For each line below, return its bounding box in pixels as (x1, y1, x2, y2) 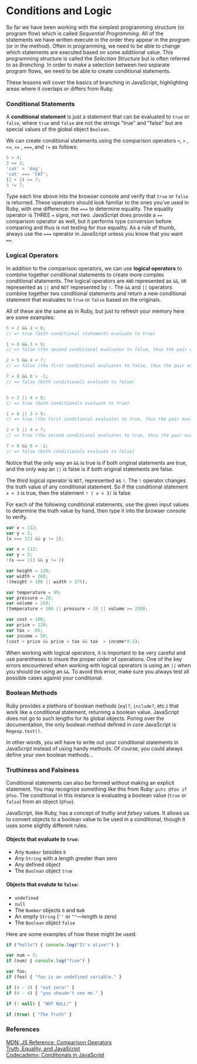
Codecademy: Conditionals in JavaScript (6, 1051, 104, 1058)
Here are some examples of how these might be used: (6, 930, 137, 937)
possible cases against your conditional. (6, 674, 103, 681)
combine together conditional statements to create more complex (6, 271, 164, 278)
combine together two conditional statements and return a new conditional (6, 290, 186, 297)
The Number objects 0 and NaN (14, 906, 85, 914)
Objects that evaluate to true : (6, 835, 79, 842)
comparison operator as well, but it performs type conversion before (6, 218, 172, 225)
